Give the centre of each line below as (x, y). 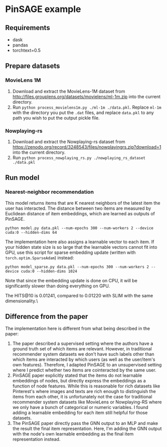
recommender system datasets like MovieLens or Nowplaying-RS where (87, 402)
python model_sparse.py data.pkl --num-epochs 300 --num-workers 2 (77, 267)
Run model (22, 178)
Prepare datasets (33, 66)
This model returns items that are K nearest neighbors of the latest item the (83, 203)
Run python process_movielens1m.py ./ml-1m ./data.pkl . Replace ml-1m (87, 107)
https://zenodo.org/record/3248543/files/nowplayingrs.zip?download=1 (87, 147)
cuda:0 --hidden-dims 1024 (49, 271)
